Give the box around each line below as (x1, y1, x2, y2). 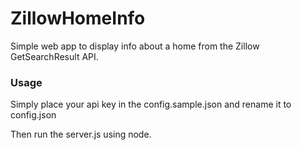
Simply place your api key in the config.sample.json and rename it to (10, 98, 292, 111)
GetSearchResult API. (10, 50, 99, 62)
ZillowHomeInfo (10, 7, 146, 30)
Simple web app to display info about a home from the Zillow (10, 40, 260, 52)
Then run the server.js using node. (10, 128, 152, 141)
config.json (10, 109, 57, 121)
